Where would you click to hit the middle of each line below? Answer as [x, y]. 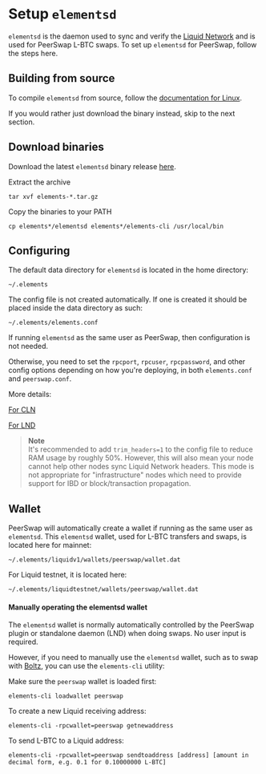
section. [22, 122]
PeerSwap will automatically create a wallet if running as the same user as [131, 528]
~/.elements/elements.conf [53, 323]
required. [23, 642]
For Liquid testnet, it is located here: [68, 575]
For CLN [22, 410]
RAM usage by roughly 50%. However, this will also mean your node [141, 458]
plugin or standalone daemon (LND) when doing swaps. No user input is [127, 634]
